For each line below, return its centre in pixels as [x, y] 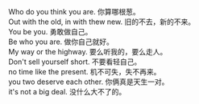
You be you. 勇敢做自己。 [50, 32]
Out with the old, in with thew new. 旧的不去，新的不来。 [102, 22]
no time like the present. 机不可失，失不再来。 [85, 72]
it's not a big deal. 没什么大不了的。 [67, 92]
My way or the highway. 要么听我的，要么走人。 [88, 52]
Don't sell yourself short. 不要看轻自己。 [75, 62]
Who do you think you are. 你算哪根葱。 [74, 12]
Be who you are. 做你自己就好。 [61, 42]
